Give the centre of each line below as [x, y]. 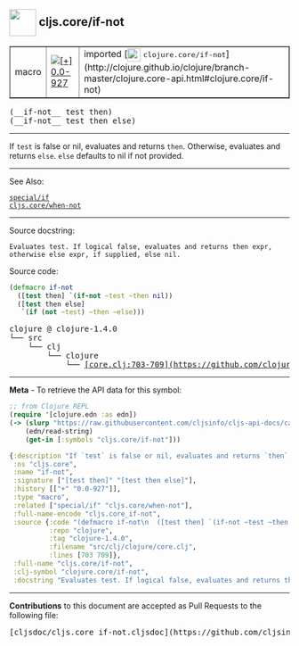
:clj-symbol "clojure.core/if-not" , [81, 572]
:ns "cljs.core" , [45, 464]
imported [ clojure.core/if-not [155, 54]
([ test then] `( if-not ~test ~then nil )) [95, 295]
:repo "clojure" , [81, 530]
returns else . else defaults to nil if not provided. [97, 155]
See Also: [27, 181]
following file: [34, 615]
